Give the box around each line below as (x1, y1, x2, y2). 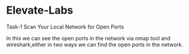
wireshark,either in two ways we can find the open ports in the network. (6, 41, 184, 48)
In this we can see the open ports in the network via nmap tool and (6, 34, 170, 42)
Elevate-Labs (6, 4, 74, 17)
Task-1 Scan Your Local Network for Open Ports (6, 23, 124, 30)
